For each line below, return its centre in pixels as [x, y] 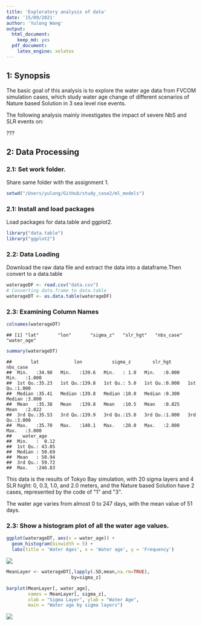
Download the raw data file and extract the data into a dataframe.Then [94, 267]
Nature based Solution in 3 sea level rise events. [66, 103]
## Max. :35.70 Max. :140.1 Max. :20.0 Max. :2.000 [93, 426]
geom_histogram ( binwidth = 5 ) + [53, 544]
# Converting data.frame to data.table [57, 291]
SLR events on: [25, 121]
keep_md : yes [34, 40]
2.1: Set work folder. [36, 169]
